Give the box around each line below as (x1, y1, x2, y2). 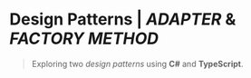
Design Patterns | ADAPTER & (9, 9, 237, 30)
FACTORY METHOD (9, 28, 159, 49)
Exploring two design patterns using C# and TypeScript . (31, 58, 244, 69)
